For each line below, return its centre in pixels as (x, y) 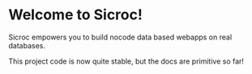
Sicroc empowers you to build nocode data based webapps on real (120, 37)
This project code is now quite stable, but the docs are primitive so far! (126, 61)
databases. (27, 45)
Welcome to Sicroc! (76, 15)
